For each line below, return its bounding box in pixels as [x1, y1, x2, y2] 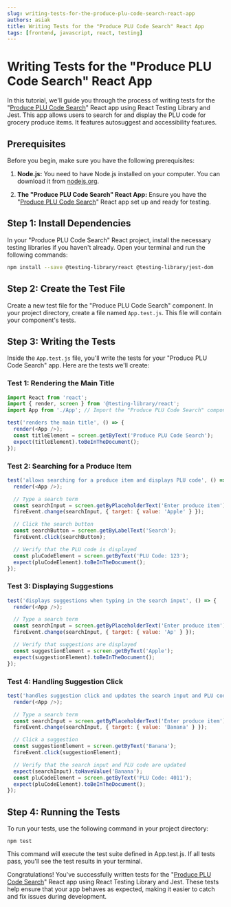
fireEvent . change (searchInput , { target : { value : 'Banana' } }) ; [13, 724, 208, 731]
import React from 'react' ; [7, 394, 88, 401]
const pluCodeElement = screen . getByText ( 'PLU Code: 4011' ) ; [13, 774, 192, 781]
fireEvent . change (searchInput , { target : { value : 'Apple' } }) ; [13, 509, 205, 515]
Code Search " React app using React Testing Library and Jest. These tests [7, 878, 219, 886]
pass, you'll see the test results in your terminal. [7, 857, 143, 866]
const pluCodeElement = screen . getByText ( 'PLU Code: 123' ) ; [13, 552, 189, 559]
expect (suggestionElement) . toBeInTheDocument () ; [13, 654, 155, 661]
